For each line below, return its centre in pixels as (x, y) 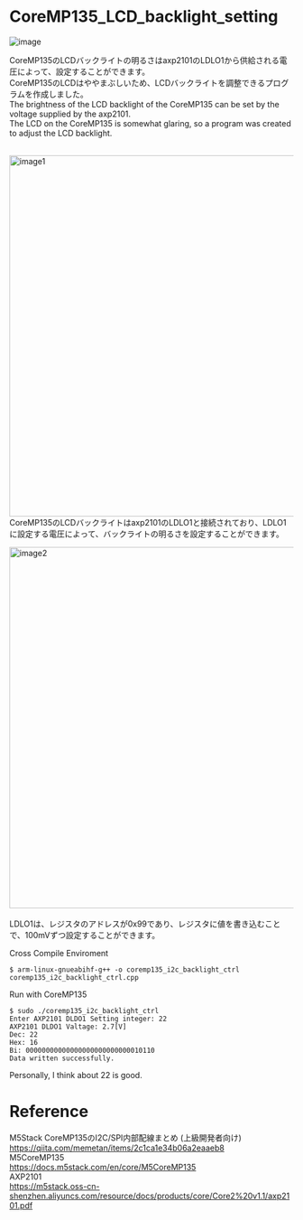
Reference (49, 1112)
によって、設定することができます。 (83, 71)
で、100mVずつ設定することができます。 (85, 935)
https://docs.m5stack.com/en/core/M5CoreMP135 (103, 1167)
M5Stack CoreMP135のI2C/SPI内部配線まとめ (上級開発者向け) (125, 1137)
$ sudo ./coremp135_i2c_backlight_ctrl (84, 1010)
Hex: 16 (24, 1042)
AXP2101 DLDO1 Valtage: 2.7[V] (68, 1027)
